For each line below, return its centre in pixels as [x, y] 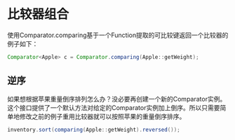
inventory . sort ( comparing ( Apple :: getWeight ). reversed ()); [94, 129]
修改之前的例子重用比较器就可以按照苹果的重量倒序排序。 [102, 116]
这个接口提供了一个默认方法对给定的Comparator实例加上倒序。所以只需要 [114, 107]
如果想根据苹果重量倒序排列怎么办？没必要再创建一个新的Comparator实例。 [117, 99]
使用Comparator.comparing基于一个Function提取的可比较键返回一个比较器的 [118, 35]
